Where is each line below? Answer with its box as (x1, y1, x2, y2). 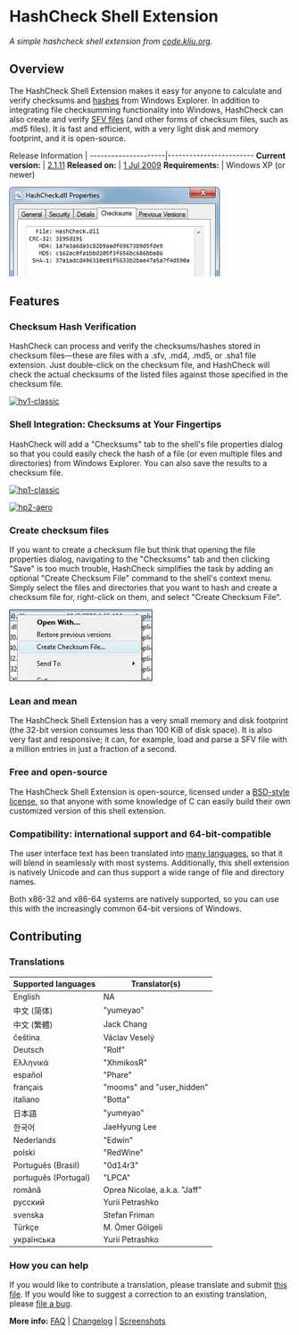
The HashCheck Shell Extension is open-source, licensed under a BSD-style (9, 786, 290, 797)
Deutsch (12, 1045, 45, 1055)
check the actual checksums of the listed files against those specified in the (9, 369, 288, 380)
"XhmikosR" (103, 1056, 148, 1068)
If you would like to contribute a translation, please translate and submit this (9, 1279, 287, 1289)
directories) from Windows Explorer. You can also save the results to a (9, 457, 268, 468)
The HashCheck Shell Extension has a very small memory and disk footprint (9, 715, 288, 726)
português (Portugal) (12, 1172, 91, 1182)
